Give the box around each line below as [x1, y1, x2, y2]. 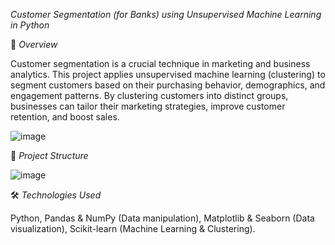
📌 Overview [10, 39, 58, 50]
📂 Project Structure [10, 150, 89, 161]
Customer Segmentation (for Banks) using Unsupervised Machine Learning [10, 9, 322, 20]
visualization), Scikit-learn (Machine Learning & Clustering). [10, 223, 256, 234]
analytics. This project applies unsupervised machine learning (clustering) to [10, 69, 326, 80]
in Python [10, 19, 50, 31]
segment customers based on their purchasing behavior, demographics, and [10, 79, 326, 91]
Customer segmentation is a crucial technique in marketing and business [10, 58, 311, 69]
